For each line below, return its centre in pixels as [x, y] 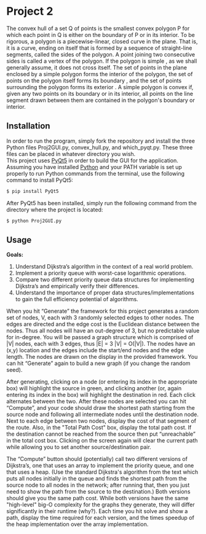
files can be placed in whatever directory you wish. [71, 154]
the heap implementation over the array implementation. [77, 524]
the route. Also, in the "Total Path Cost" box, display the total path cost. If [99, 428]
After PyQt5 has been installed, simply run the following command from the [101, 203]
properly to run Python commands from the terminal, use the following [95, 173]
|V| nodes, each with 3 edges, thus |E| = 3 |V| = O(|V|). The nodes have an [101, 344]
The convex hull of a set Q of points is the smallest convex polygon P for [98, 28]
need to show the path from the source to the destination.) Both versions [98, 492]
